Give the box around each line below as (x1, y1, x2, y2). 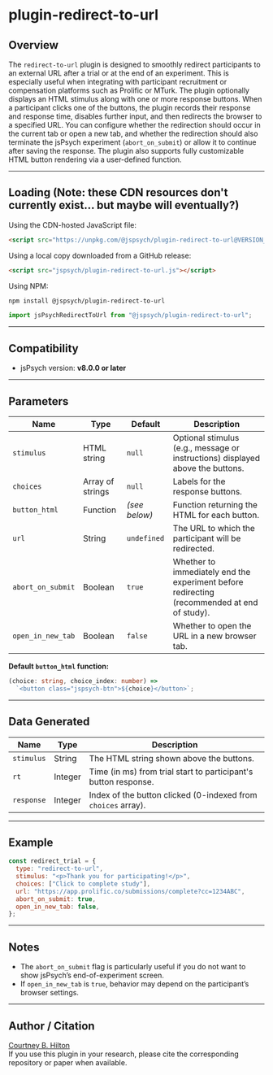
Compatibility (8, 342, 79, 355)
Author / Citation (8, 1019, 95, 1033)
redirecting (172, 586, 215, 598)
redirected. (172, 542, 215, 554)
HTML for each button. (172, 509, 260, 520)
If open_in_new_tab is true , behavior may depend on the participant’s (19, 979, 249, 989)
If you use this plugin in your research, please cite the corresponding (8, 1049, 239, 1059)
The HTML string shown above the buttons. (89, 752, 254, 764)
